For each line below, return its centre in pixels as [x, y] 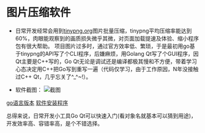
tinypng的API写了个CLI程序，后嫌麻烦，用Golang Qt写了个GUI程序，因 [110, 53]
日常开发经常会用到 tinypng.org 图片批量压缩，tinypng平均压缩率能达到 [103, 31]
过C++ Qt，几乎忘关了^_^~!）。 [53, 77]
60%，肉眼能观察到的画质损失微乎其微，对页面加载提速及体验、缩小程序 [107, 38]
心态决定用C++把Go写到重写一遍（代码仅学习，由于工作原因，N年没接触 [107, 69]
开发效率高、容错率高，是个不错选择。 [54, 123]
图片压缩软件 [39, 13]
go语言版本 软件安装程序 [37, 102]
